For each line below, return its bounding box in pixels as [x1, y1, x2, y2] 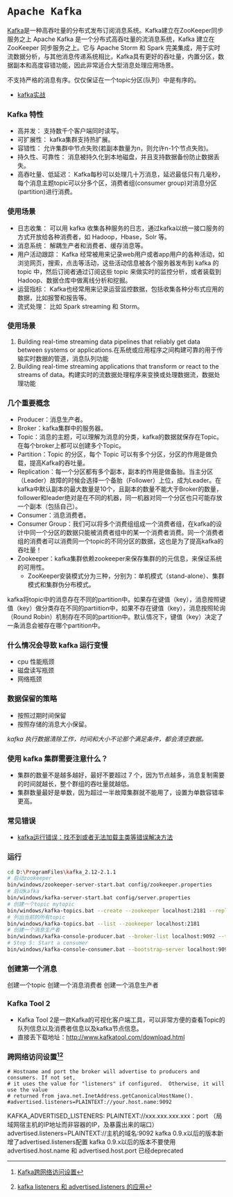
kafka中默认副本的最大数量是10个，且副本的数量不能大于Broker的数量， [17, 485, 223, 493]
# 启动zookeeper [7, 875, 52, 882]
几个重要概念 [7, 398, 51, 408]
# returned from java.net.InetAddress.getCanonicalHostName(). [7, 1093, 194, 1100]
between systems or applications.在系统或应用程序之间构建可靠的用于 [17, 346, 217, 354]
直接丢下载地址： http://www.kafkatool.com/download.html [17, 1033, 185, 1041]
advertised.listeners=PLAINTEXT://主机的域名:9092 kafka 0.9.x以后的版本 [7, 1129, 218, 1138]
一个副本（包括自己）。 [17, 502, 82, 511]
